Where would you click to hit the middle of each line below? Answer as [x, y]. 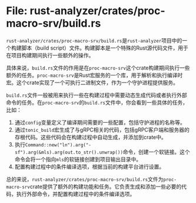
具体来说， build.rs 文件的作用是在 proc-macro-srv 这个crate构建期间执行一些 [98, 68]
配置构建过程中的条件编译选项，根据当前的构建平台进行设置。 [89, 166]
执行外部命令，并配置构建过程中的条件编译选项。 [76, 194]
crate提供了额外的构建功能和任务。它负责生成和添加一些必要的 [106, 186]
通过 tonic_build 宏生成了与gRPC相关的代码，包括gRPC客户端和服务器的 [102, 130]
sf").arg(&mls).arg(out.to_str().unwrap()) [69, 152]
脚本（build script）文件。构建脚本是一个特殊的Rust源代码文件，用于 [105, 48]
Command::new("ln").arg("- [58, 145]
